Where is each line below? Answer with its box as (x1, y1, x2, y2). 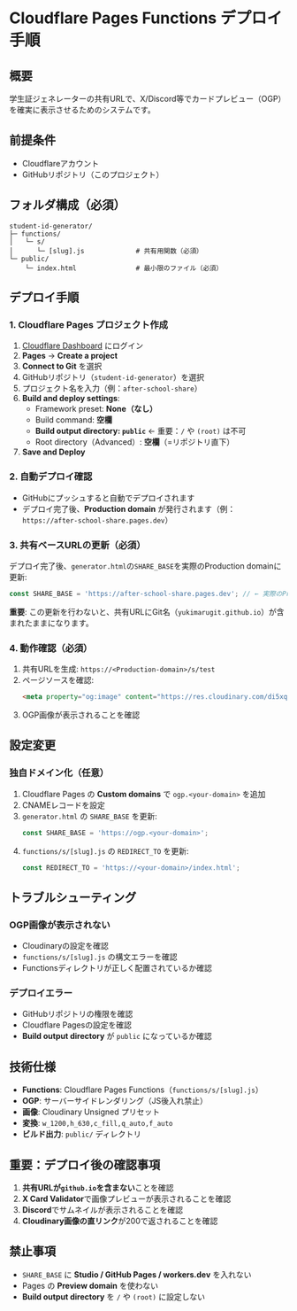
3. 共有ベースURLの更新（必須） (9, 539, 146, 551)
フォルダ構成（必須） (9, 198, 126, 213)
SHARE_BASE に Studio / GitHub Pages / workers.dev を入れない (21, 1268, 252, 1280)
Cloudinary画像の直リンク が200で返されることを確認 (21, 1215, 218, 1226)
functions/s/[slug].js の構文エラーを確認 (21, 951, 179, 962)
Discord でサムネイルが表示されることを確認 (21, 1205, 184, 1214)
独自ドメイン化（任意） (9, 767, 109, 780)
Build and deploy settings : (21, 393, 120, 404)
